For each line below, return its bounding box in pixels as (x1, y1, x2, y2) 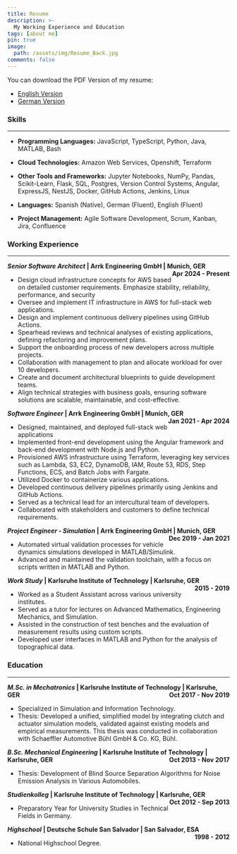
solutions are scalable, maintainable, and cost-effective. (17, 396, 181, 404)
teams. (17, 380, 38, 389)
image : (7, 43, 27, 50)
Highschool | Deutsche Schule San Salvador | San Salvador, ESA (7, 825, 200, 834)
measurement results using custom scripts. (17, 627, 143, 636)
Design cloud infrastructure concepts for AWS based (17, 276, 171, 284)
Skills (7, 114, 27, 124)
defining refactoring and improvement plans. (17, 336, 147, 344)
